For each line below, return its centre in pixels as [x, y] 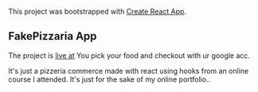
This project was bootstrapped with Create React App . [98, 11]
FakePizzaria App [53, 36]
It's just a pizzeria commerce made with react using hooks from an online [129, 71]
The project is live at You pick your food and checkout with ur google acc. [129, 56]
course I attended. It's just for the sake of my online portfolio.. [109, 79]
